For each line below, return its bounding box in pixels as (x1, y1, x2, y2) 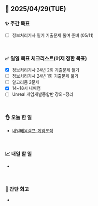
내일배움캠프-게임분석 (12, 127, 54, 134)
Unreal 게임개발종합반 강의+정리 (12, 91, 73, 97)
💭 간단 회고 (5, 186, 29, 192)
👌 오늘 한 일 (5, 114, 32, 121)
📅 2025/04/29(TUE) (5, 5, 66, 13)
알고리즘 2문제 (12, 79, 40, 85)
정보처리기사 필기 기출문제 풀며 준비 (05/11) (12, 32, 94, 38)
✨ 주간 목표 (5, 20, 30, 27)
